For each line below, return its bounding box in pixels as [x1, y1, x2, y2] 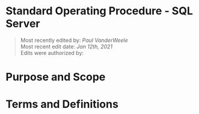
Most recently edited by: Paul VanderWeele [20, 36, 129, 44]
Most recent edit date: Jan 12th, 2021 [20, 43, 113, 50]
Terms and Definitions [5, 97, 118, 111]
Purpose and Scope [5, 70, 106, 84]
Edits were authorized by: [20, 49, 84, 56]
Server [5, 17, 40, 30]
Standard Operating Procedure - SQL [5, 4, 194, 18]
